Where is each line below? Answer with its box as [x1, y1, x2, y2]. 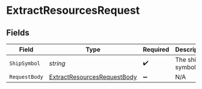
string [49, 60, 66, 67]
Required [142, 46, 170, 54]
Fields [6, 28, 30, 38]
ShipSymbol [9, 60, 40, 67]
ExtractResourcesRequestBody [49, 73, 137, 81]
